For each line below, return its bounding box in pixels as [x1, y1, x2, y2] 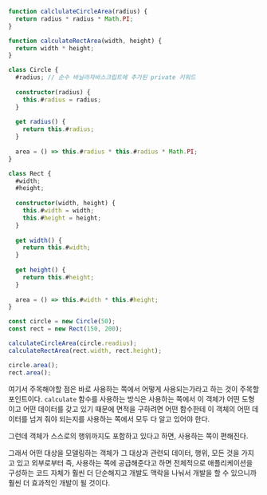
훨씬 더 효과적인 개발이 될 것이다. [8, 477, 111, 487]
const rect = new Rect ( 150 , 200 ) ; [8, 325, 124, 333]
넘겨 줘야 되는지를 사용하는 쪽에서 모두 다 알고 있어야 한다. [29, 414, 210, 423]
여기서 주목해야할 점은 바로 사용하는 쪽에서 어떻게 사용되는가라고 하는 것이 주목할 [8, 384, 260, 394]
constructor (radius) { [15, 88, 91, 96]
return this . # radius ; [22, 125, 94, 133]
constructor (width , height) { [15, 200, 116, 208]
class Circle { [8, 66, 59, 74]
